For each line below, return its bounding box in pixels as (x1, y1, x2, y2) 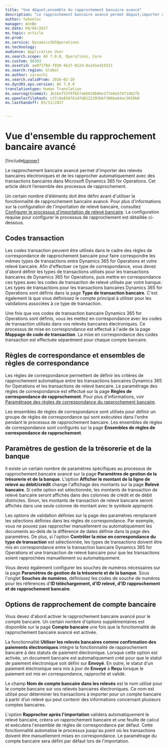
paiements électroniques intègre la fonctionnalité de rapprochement (5, 644, 147, 650)
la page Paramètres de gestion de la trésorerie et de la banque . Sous (5, 569, 149, 575)
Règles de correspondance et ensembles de (5, 351, 145, 360)
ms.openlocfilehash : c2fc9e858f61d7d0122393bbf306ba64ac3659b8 (5, 95, 140, 100)
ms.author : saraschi (5, 72, 48, 77)
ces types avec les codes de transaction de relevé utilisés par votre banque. (5, 279, 162, 285)
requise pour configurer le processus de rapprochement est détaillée (5, 214, 147, 220)
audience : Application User (5, 49, 64, 54)
